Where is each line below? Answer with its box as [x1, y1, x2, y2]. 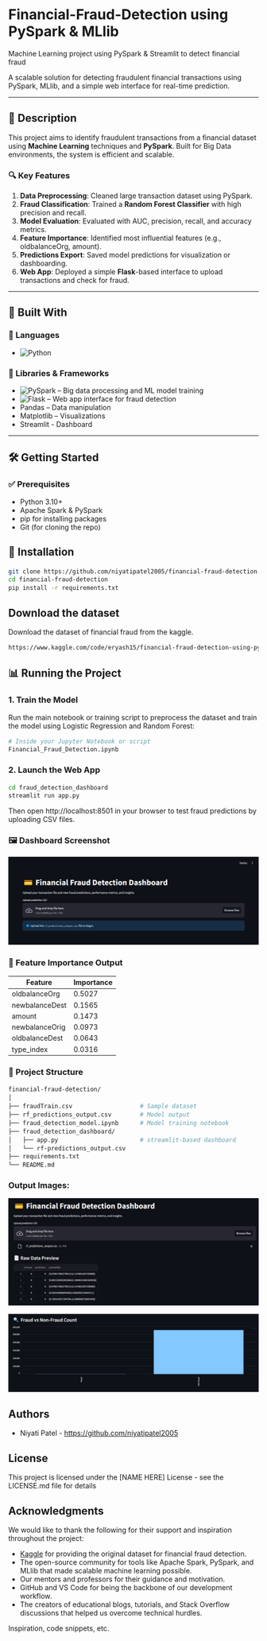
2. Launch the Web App [8, 765, 101, 776]
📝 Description [8, 111, 77, 125]
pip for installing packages [19, 514, 107, 523]
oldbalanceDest [11, 1034, 64, 1043]
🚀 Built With [8, 306, 68, 320]
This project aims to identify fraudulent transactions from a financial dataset [8, 133, 257, 142]
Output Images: [8, 1180, 70, 1191]
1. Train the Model [8, 694, 78, 705]
